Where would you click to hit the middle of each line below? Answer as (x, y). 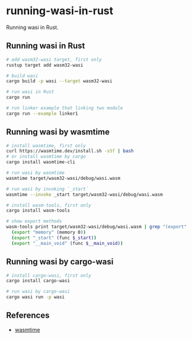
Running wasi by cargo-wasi (60, 262)
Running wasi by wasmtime (58, 132)
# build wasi (22, 76)
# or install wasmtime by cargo (46, 157)
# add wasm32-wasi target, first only (54, 59)
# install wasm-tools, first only (49, 205)
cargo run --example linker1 (42, 114)
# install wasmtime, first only (46, 146)
